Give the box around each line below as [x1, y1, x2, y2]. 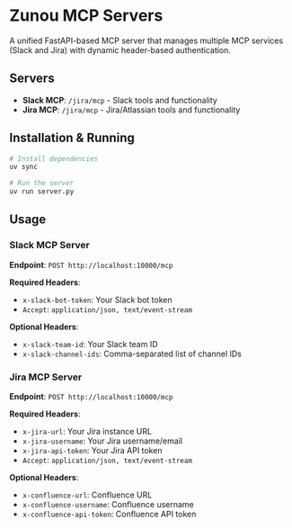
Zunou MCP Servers [9, 5, 164, 26]
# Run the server [9, 179, 75, 188]
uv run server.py [9, 187, 75, 196]
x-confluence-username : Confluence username [22, 499, 195, 510]
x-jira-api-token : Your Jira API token [22, 445, 164, 456]
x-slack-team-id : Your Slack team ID [22, 338, 158, 349]
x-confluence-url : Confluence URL [22, 489, 153, 500]
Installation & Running [9, 130, 135, 146]
